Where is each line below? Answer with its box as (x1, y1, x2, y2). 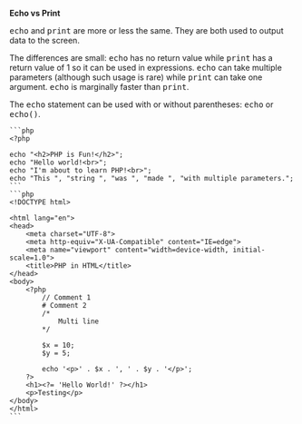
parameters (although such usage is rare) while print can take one (9, 72, 263, 83)
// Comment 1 (42, 293, 92, 302)
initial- (232, 245, 266, 254)
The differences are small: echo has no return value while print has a (9, 53, 274, 63)
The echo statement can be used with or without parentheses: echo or (9, 99, 274, 110)
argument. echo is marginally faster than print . (9, 82, 190, 92)
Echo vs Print (9, 8, 61, 18)
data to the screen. (9, 35, 80, 45)
